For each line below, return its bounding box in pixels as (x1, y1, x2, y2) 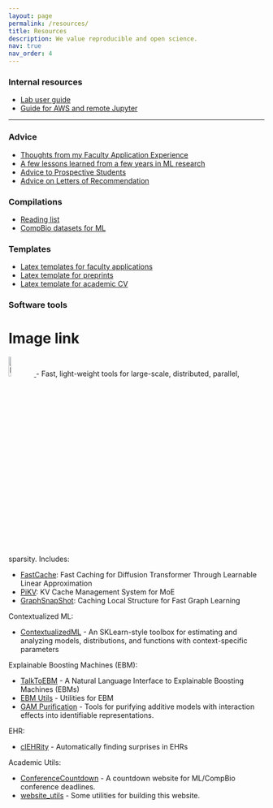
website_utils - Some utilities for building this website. (19, 791, 201, 801)
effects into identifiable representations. (19, 711, 154, 720)
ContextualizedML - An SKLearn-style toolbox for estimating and (19, 627, 238, 637)
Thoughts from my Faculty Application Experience (19, 149, 188, 159)
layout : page (8, 11, 53, 20)
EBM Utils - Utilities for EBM (19, 693, 114, 703)
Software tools (8, 300, 67, 311)
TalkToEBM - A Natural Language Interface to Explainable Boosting (19, 676, 245, 686)
